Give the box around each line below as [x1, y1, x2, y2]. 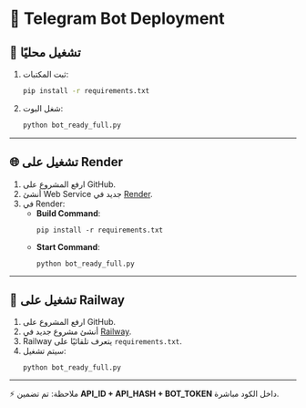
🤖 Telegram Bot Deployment [9, 8, 225, 29]
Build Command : [36, 207, 101, 218]
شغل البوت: [22, 102, 64, 113]
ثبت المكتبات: [22, 68, 69, 79]
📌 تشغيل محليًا [9, 45, 82, 60]
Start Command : [36, 241, 100, 252]
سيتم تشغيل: [22, 346, 66, 357]
